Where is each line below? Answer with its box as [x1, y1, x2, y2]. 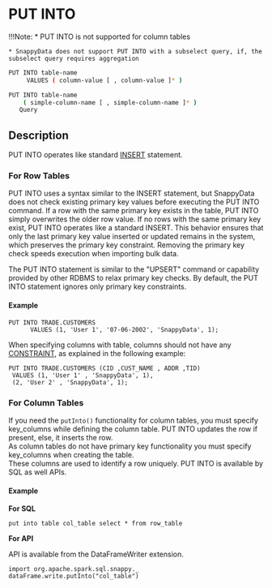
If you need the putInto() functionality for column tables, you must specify [8, 415, 259, 425]
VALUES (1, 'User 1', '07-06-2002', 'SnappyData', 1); [29, 325, 219, 333]
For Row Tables [8, 170, 70, 182]
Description [8, 128, 69, 142]
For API [8, 534, 34, 543]
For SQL [8, 504, 36, 513]
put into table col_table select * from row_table [8, 520, 183, 528]
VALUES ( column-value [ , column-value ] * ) [26, 76, 183, 84]
